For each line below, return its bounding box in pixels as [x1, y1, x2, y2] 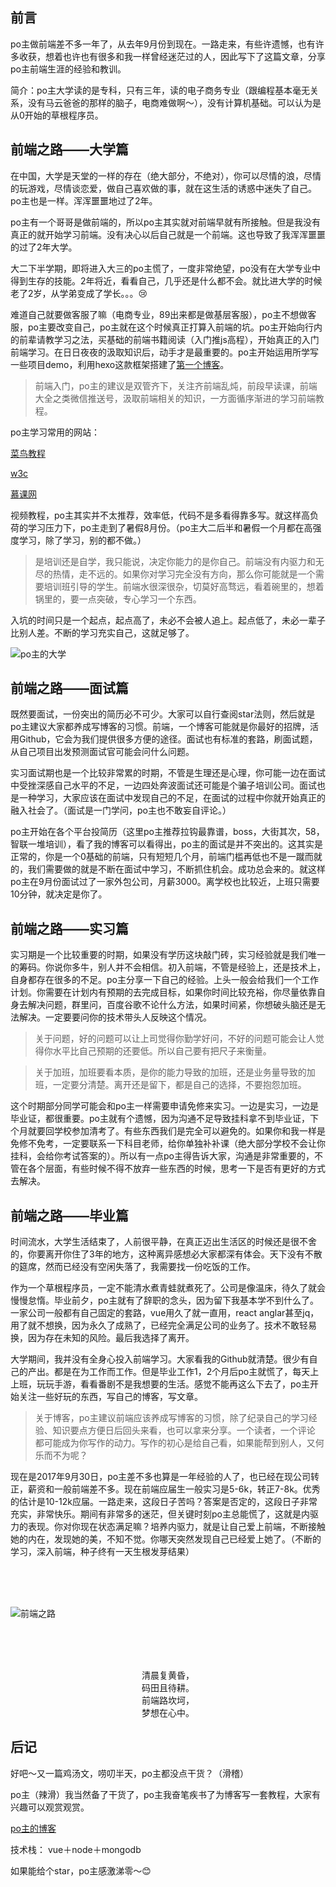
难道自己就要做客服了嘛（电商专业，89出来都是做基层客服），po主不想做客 [10, 308, 317, 320]
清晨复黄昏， [141, 1669, 195, 1682]
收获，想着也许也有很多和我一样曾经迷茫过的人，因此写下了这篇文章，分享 [18, 50, 326, 62]
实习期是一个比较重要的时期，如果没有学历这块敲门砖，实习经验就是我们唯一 [10, 949, 326, 961]
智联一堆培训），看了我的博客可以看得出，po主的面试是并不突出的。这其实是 [10, 838, 323, 850]
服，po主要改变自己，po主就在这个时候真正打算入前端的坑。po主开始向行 [10, 321, 314, 333]
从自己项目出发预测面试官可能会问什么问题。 [10, 746, 195, 758]
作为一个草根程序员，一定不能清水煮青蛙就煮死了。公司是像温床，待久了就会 [10, 1282, 326, 1294]
